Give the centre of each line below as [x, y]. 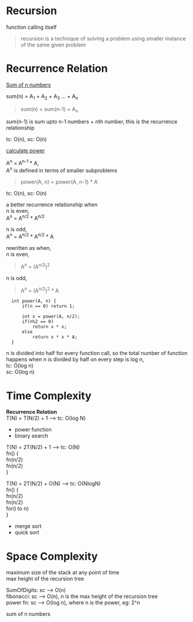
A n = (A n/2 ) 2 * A [40, 290]
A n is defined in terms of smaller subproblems [62, 170]
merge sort [28, 526]
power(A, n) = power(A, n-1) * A [59, 182]
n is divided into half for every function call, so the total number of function [97, 353]
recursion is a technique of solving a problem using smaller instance [103, 38]
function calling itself [31, 27]
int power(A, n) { [34, 301]
